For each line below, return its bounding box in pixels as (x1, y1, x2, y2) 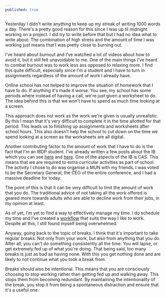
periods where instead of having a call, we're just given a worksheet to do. (5, 93, 157, 99)
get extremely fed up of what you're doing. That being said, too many (5, 246, 147, 251)
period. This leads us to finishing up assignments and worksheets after (5, 123, 150, 129)
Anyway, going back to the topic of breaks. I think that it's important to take (5, 230, 158, 236)
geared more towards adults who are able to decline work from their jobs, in (5, 195, 160, 201)
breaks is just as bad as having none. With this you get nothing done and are (5, 251, 161, 257)
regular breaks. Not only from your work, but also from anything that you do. (5, 235, 161, 241)
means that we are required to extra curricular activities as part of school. (5, 159, 155, 165)
